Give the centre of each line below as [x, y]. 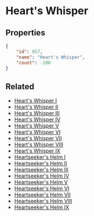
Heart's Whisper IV [37, 120]
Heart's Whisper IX [37, 151]
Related [20, 86]
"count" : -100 [33, 63]
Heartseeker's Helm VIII [43, 201]
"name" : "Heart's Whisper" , [51, 57]
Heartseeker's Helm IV [41, 176]
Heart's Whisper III [37, 113]
